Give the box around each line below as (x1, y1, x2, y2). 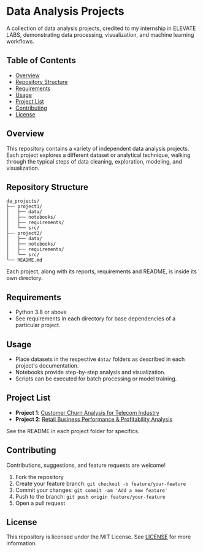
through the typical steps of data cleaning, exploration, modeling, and (6, 157, 182, 165)
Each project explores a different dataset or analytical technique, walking (6, 151, 191, 159)
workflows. (6, 37, 35, 45)
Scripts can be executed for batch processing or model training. (15, 375, 177, 382)
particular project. (15, 322, 61, 329)
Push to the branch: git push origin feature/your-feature (15, 493, 166, 500)
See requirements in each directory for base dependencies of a (15, 315, 176, 322)
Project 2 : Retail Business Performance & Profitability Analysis (15, 415, 173, 423)
